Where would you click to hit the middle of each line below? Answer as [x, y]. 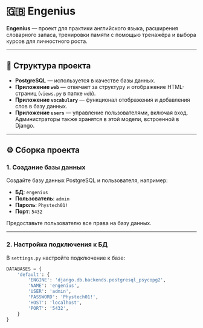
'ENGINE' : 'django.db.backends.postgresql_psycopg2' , [97, 280]
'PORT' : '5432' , [48, 308]
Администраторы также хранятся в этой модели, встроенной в [97, 119]
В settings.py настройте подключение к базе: [66, 258]
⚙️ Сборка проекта [43, 150]
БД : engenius [31, 192]
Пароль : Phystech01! [41, 205]
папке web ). [82, 93]
